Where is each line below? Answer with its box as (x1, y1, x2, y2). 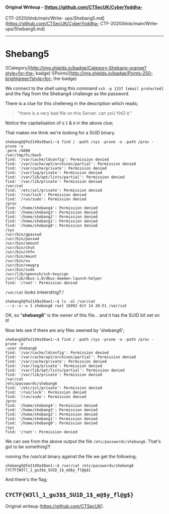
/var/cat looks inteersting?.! (5, 289, 64, 296)
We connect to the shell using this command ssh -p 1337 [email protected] (5, 86, 164, 92)
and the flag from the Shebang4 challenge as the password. (5, 91, 130, 97)
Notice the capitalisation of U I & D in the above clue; (5, 120, 114, 126)
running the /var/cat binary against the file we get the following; (5, 454, 137, 460)
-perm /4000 (5, 149, 30, 154)
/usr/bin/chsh (5, 245, 35, 250)
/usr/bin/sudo (5, 267, 35, 272)
